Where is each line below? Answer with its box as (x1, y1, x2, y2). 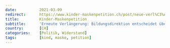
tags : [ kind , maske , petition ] (5, 35, 92, 40)
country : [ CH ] (5, 26, 49, 31)
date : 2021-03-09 (5, 7, 62, 12)
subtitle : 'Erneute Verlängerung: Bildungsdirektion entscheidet (5, 21, 157, 26)
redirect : (5, 12, 26, 17)
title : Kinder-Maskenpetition (5, 16, 87, 21)
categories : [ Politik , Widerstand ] (5, 30, 87, 35)
